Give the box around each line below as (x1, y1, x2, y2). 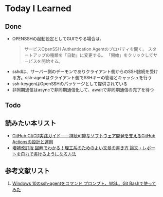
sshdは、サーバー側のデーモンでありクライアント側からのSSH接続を (12, 69, 150, 74)
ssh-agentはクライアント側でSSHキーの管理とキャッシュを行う (25, 75, 152, 80)
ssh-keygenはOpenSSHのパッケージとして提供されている (12, 81, 128, 87)
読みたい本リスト (5, 119, 56, 127)
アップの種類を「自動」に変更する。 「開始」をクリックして (33, 52, 154, 58)
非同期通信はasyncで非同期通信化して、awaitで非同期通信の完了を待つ (12, 87, 154, 92)
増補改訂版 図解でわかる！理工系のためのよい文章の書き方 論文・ (12, 145, 143, 151)
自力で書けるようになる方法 (20, 151, 76, 157)
